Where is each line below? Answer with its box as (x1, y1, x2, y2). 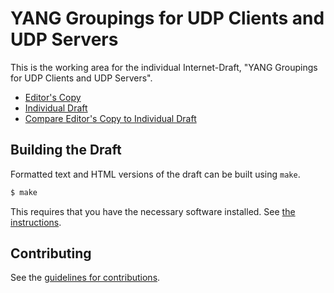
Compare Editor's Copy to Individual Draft (24, 112, 197, 124)
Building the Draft (10, 142, 122, 159)
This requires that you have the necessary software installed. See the (10, 205, 296, 217)
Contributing (10, 245, 92, 262)
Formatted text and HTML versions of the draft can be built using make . (10, 168, 301, 180)
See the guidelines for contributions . (10, 272, 161, 284)
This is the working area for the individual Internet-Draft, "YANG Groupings (10, 61, 318, 73)
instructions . (10, 216, 62, 228)
